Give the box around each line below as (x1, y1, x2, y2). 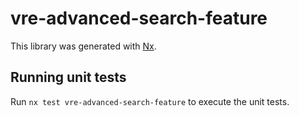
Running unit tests (10, 69, 127, 86)
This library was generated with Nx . (10, 40, 157, 52)
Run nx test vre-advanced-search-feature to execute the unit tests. (10, 95, 290, 107)
